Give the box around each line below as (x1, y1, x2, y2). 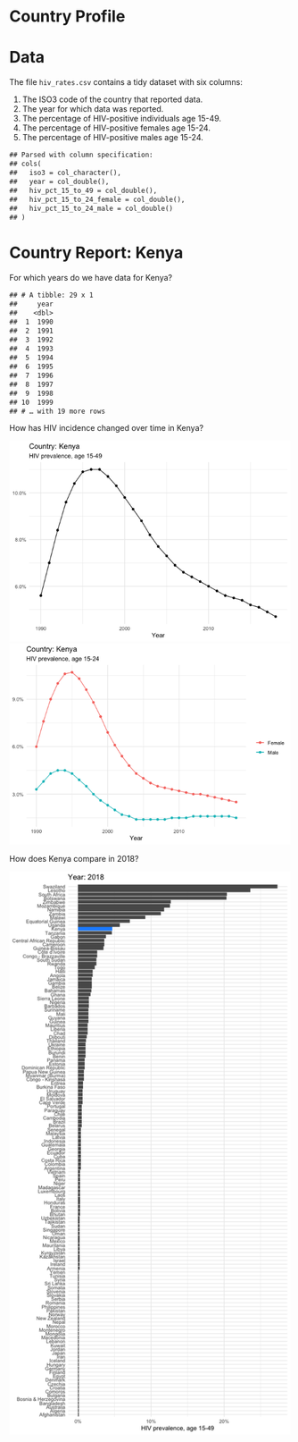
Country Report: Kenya (9, 243, 184, 263)
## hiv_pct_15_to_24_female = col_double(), (9, 195, 186, 205)
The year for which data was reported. (21, 104, 164, 114)
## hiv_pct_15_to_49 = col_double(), (9, 186, 158, 196)
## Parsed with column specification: (9, 150, 153, 160)
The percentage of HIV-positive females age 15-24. (21, 122, 211, 133)
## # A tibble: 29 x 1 (9, 291, 94, 300)
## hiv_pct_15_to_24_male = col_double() (9, 204, 174, 214)
